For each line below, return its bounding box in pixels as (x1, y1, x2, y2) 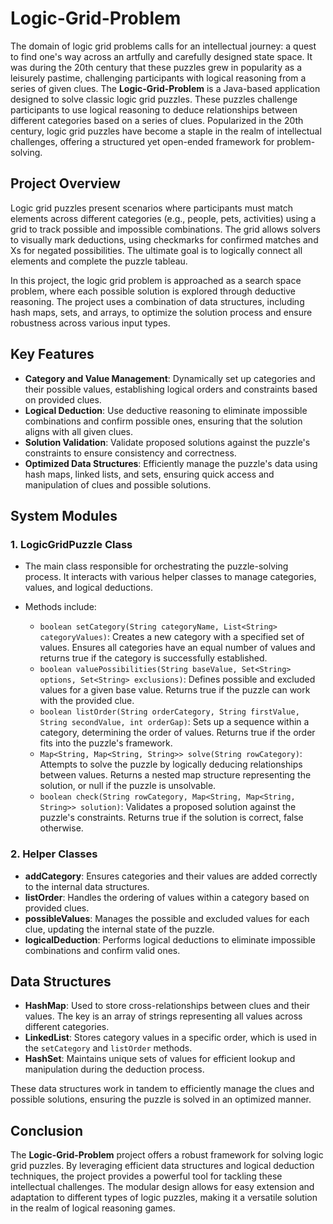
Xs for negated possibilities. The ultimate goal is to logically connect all (10, 244, 303, 256)
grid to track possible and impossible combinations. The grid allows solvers (10, 223, 321, 235)
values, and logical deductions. (24, 582, 154, 594)
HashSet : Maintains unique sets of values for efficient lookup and (24, 1053, 296, 1065)
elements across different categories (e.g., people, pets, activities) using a (10, 212, 317, 224)
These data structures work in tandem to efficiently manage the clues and (10, 1083, 315, 1095)
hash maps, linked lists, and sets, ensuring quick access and (24, 468, 275, 480)
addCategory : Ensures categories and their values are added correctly (24, 870, 318, 882)
